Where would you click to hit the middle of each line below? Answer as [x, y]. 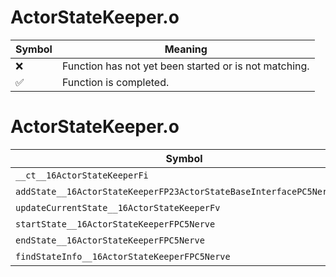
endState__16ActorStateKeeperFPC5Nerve [110, 240]
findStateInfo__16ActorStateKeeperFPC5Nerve [123, 256]
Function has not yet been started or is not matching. [185, 66]
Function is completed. [115, 82]
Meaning [186, 49]
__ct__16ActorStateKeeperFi [82, 175]
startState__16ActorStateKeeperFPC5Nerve [115, 224]
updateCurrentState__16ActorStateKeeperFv [118, 207]
